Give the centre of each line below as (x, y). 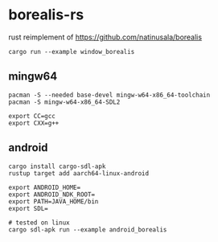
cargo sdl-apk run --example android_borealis (88, 230)
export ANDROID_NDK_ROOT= (51, 195)
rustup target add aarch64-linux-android (79, 173)
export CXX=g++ (34, 123)
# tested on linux (39, 223)
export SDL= (28, 208)
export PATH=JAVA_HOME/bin (53, 201)
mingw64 (33, 77)
